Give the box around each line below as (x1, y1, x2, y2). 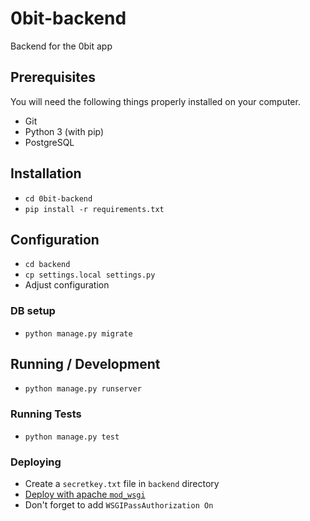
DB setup (10, 304, 56, 318)
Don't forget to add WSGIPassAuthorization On (24, 499, 214, 511)
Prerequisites (10, 69, 96, 86)
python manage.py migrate (24, 328, 133, 339)
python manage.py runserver (24, 384, 142, 394)
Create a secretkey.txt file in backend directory (24, 478, 220, 490)
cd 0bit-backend (24, 193, 93, 204)
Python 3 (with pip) (24, 125, 105, 137)
